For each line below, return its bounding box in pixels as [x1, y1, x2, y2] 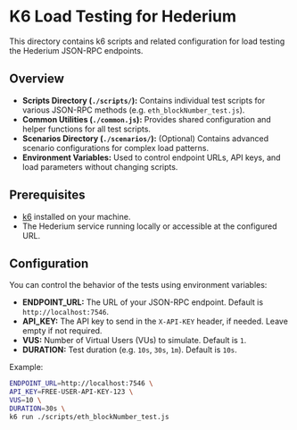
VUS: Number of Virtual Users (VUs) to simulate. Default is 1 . [21, 335, 247, 346]
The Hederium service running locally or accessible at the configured [21, 221, 277, 232]
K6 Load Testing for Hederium [9, 6, 236, 27]
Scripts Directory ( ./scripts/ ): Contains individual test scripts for [21, 95, 266, 105]
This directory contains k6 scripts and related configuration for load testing [9, 36, 285, 46]
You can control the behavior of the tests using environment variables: [9, 280, 268, 291]
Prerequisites [9, 188, 86, 203]
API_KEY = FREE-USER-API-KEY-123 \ [9, 387, 134, 397]
